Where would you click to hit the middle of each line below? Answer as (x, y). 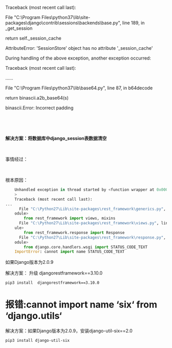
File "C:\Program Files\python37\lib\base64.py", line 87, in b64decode (79, 88)
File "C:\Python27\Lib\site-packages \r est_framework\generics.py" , (92, 209)
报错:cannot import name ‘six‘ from (81, 305)
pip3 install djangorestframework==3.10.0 (52, 283)
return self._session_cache (33, 38)
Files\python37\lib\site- (66, 17)
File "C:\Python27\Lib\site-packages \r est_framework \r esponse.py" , (92, 237)
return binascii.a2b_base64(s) (37, 98)
